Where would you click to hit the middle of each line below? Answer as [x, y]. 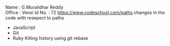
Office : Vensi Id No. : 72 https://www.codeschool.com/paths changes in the [85, 12]
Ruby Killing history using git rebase [50, 38]
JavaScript [24, 27]
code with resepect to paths [35, 18]
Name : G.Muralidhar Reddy [34, 7]
